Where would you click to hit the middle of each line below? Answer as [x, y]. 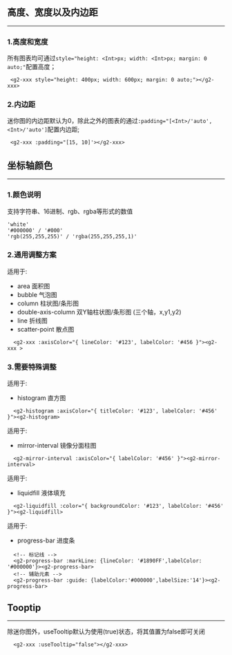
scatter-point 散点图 [46, 329]
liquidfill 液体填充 [41, 493]
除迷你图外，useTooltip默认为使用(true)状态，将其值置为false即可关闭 [106, 632]
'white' [18, 224]
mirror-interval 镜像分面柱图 [57, 446]
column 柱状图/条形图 [48, 303]
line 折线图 [32, 321]
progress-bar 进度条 [46, 540]
